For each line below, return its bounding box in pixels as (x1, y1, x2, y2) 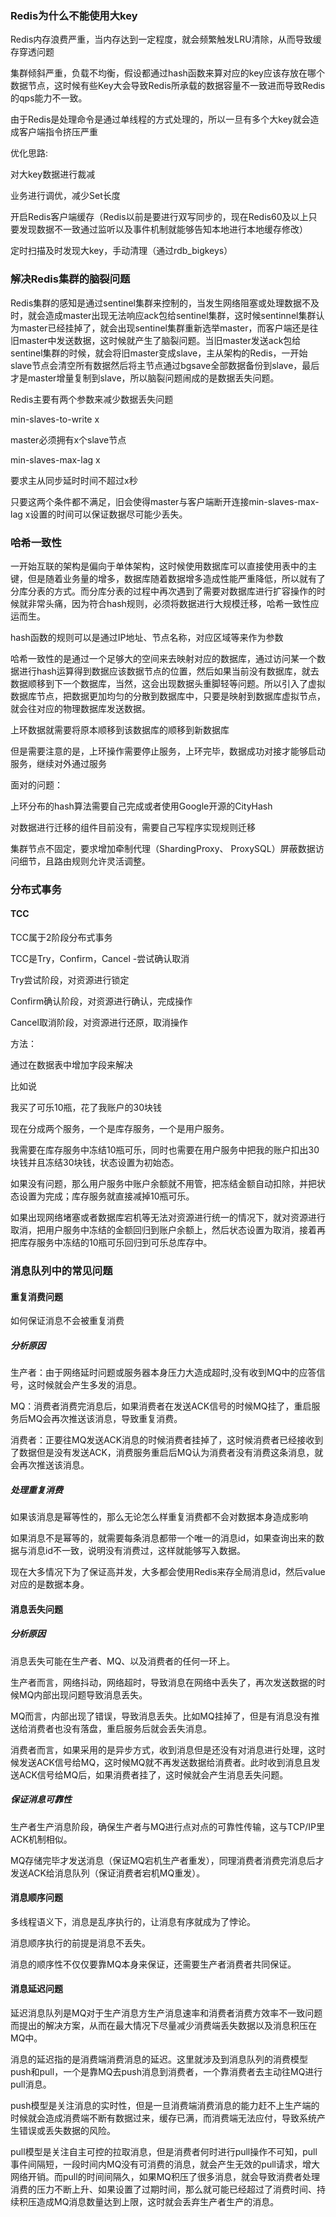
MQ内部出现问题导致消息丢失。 (18, 1688, 148, 1701)
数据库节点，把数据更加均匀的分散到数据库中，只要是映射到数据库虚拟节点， (10, 690, 326, 702)
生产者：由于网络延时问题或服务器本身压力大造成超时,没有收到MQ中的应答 (10, 1367, 317, 1379)
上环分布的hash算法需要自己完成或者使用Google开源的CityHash (10, 800, 273, 812)
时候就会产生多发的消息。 (36, 1379, 142, 1391)
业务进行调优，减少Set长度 (10, 190, 121, 202)
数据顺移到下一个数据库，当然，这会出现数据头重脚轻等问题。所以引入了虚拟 (10, 677, 326, 689)
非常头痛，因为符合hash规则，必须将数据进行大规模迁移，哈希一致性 (27, 597, 311, 609)
